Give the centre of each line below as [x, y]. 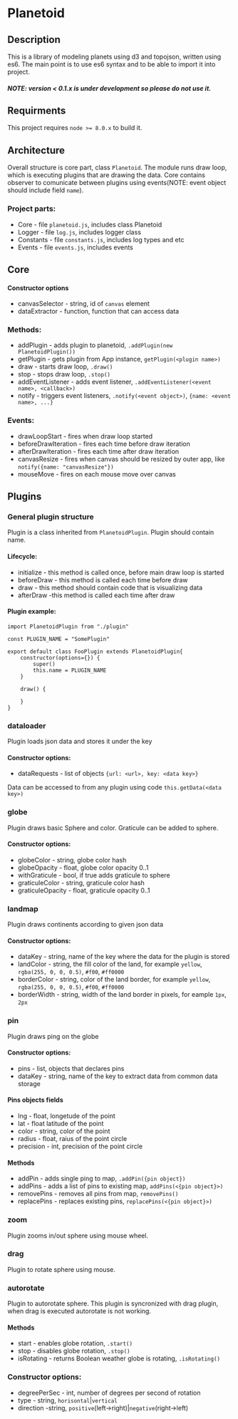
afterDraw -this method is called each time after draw [96, 595]
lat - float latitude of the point [61, 1124]
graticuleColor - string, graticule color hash [81, 882]
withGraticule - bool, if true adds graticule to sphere [94, 875]
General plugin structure [51, 517]
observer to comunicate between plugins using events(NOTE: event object [117, 183]
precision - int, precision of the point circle [80, 1146]
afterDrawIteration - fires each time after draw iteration [98, 451]
